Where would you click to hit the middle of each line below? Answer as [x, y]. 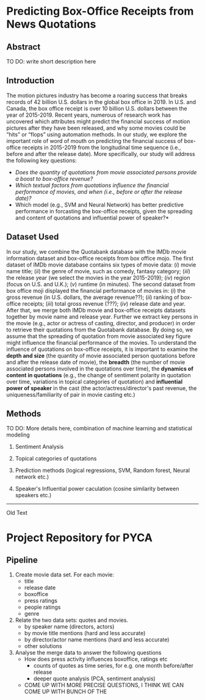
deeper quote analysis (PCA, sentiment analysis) [94, 679]
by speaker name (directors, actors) [69, 627]
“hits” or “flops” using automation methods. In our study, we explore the [97, 134]
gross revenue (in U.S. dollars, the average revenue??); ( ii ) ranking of [93, 297]
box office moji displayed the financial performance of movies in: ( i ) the [96, 290]
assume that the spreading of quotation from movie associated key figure [99, 336]
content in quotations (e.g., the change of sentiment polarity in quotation [99, 375]
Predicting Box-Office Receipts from [100, 11]
